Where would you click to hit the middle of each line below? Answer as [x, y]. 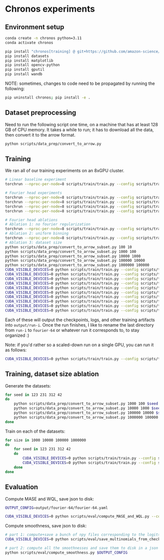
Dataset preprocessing [41, 113]
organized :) [17, 335]
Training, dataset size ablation [52, 374]
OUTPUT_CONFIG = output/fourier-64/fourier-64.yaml [57, 508]
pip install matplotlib [29, 60]
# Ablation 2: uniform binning [37, 233]
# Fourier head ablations [31, 220]
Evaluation [21, 487]
